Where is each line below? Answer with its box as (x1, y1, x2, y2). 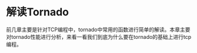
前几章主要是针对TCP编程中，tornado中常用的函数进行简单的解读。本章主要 (6, 26, 191, 33)
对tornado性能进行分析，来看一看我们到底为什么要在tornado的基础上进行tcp (6, 33, 192, 40)
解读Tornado (6, 5, 69, 19)
